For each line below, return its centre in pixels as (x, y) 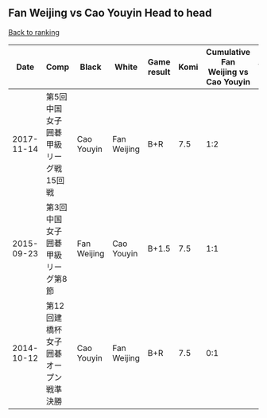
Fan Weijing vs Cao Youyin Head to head (110, 13)
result (159, 72)
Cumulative (228, 52)
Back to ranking (34, 32)
